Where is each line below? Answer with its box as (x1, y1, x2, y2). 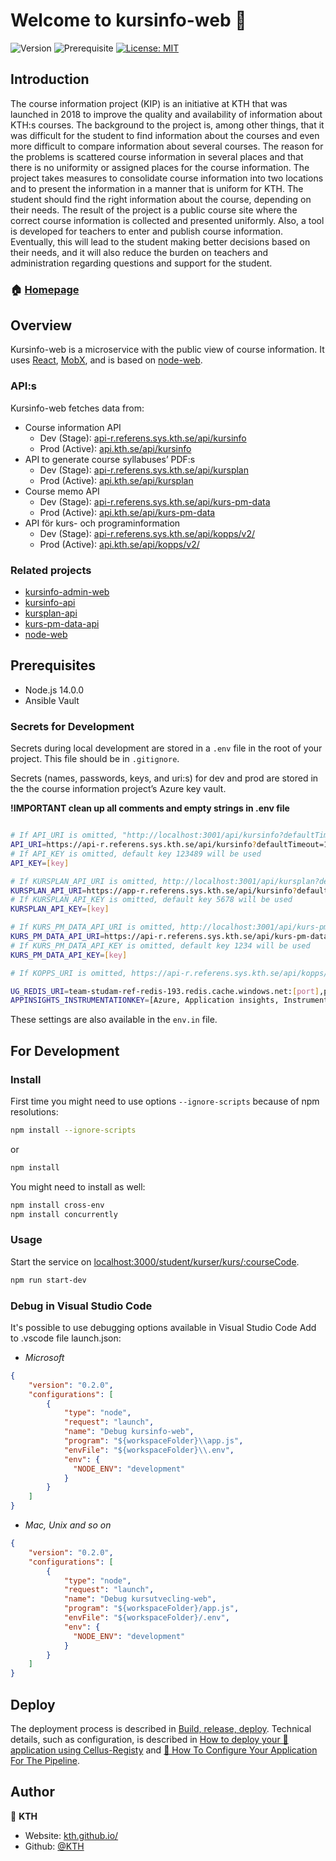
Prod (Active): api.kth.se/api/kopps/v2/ (39, 538, 200, 550)
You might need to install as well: (10, 1180, 146, 1193)
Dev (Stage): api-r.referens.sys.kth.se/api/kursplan (39, 464, 249, 476)
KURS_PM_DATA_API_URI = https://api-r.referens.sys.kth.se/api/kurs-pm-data (10, 932, 329, 942)
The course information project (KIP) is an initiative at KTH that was (10, 97, 288, 109)
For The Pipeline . (10, 1755, 81, 1767)
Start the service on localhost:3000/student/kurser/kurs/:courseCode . (10, 1255, 300, 1268)
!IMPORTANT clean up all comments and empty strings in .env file (10, 802, 290, 814)
